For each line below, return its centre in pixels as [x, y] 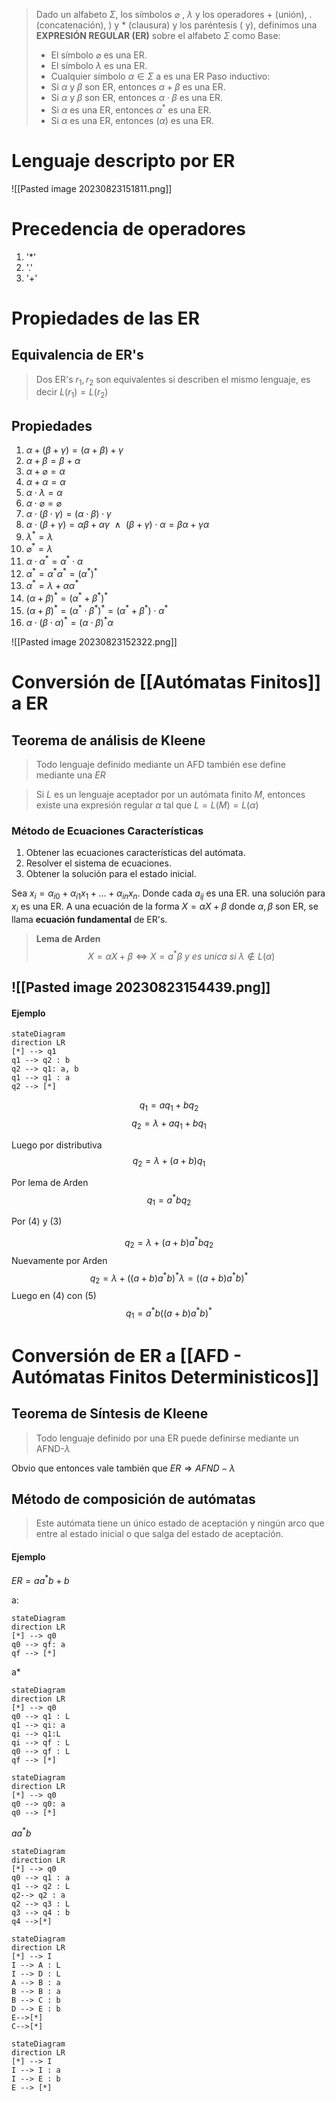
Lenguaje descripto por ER [123, 160]
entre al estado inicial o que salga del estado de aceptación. [159, 1534]
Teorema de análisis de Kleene [108, 740]
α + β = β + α [53, 460]
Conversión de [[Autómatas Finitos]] [166, 682]
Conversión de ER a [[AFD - [126, 1355]
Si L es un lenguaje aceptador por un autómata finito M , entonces [170, 795]
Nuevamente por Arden [59, 1260]
